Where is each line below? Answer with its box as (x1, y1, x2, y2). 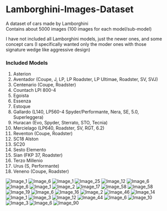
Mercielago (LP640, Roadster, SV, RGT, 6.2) (13, 125, 105, 131)
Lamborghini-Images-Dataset (6, 4, 134, 15)
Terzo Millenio (13, 157, 43, 164)
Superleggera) (13, 114, 44, 120)
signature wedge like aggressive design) (6, 46, 90, 52)
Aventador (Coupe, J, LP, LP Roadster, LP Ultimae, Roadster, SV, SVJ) (13, 76, 158, 83)
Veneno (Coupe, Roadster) (13, 168, 69, 174)
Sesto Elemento (13, 147, 46, 153)
